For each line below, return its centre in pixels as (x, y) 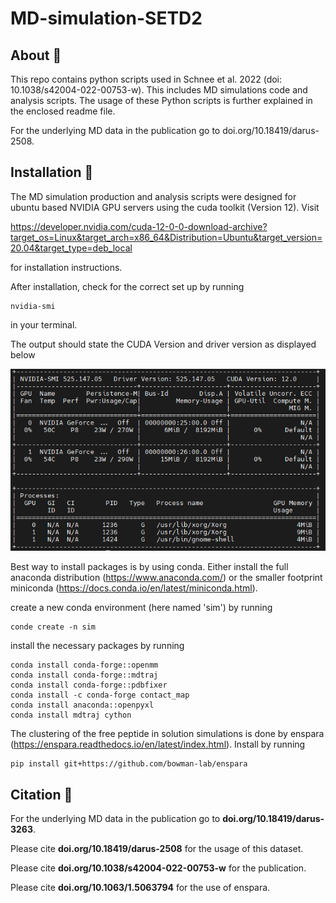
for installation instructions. (66, 267)
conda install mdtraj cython (71, 715)
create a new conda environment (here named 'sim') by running (141, 608)
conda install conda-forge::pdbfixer (89, 685)
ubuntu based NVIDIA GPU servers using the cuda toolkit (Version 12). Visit (165, 207)
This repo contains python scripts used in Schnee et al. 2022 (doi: (146, 79)
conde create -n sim (53, 627)
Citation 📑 (41, 794)
